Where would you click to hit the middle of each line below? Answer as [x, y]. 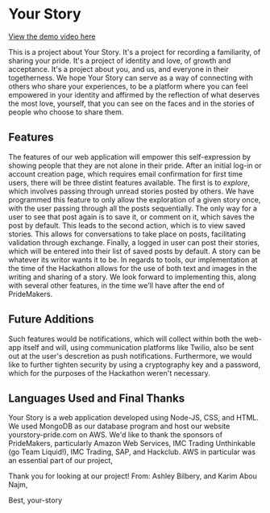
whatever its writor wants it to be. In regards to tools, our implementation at [133, 260]
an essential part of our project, [60, 461]
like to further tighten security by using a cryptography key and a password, [134, 365]
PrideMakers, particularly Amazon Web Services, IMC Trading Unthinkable [132, 444]
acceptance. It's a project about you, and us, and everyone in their [119, 69]
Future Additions [51, 319]
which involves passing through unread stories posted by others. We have [131, 191]
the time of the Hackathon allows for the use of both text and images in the [133, 268]
